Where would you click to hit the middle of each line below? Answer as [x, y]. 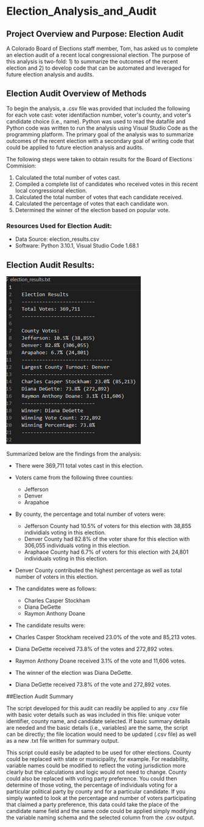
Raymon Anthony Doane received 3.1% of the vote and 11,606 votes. [100, 661]
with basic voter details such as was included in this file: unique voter [93, 715]
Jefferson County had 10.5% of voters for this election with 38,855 [108, 526]
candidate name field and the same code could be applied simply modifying [101, 810]
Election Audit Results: [51, 265]
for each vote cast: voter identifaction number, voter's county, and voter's [99, 115]
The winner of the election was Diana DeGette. [74, 672]
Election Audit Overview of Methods [77, 94]
